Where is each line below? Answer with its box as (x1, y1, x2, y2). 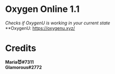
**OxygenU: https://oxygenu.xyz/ (5, 25, 75, 31)
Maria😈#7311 (5, 59, 34, 65)
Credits (5, 43, 36, 54)
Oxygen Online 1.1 (5, 3, 80, 15)
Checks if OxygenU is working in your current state (5, 20, 111, 26)
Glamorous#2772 (5, 64, 42, 70)
